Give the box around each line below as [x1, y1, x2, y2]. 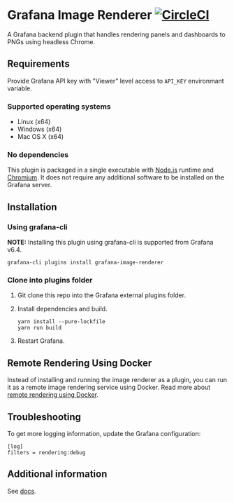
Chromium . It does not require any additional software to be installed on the [7, 173, 225, 182]
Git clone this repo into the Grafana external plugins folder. [17, 291, 187, 299]
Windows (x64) [17, 125, 62, 133]
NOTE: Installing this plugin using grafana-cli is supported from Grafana [7, 238, 214, 247]
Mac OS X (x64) [17, 133, 64, 141]
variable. [7, 84, 33, 93]
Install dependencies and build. [17, 305, 108, 313]
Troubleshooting [7, 411, 82, 423]
